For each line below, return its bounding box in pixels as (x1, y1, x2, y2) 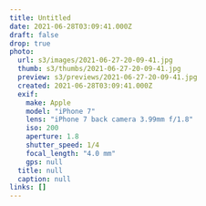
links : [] (9, 183, 47, 192)
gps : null (26, 157, 64, 167)
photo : (9, 47, 35, 57)
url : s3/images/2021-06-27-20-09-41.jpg (17, 56, 173, 65)
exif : (17, 89, 39, 98)
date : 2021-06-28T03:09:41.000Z (9, 22, 132, 31)
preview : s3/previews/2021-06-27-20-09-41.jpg (17, 73, 198, 82)
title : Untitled (9, 13, 71, 23)
